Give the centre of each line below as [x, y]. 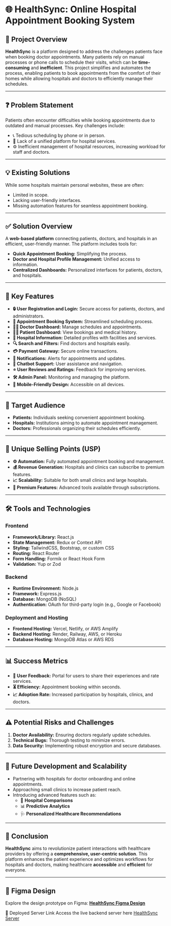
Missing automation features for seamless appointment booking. [80, 206]
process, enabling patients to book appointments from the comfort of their [83, 73]
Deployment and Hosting [37, 618]
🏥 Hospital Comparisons [47, 800]
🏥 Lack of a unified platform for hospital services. [64, 141]
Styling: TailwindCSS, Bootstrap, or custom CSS [63, 547]
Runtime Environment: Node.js [46, 588]
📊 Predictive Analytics [45, 806]
